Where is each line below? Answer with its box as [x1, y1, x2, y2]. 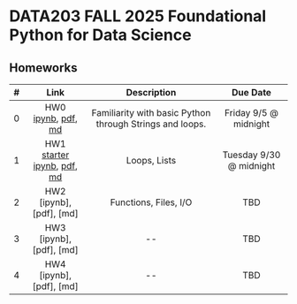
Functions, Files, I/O [110, 196, 193, 209]
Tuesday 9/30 [222, 148, 281, 161]
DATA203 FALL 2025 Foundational [9, 6, 267, 27]
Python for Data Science [9, 25, 192, 45]
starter [41, 148, 70, 161]
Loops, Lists [126, 155, 177, 166]
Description [126, 87, 177, 98]
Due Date [231, 87, 272, 98]
